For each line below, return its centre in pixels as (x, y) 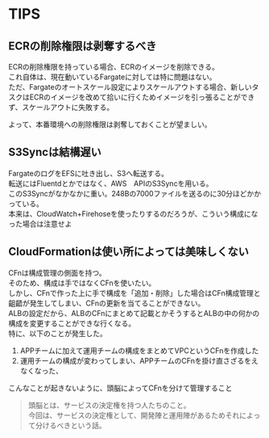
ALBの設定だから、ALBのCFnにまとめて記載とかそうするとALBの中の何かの (134, 313)
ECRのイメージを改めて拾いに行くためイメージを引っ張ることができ (142, 97)
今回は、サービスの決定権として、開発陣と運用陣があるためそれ (134, 415)
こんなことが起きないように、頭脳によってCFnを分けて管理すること (120, 388)
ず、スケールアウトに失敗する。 (61, 107)
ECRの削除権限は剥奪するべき (83, 46)
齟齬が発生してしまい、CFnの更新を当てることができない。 (107, 303)
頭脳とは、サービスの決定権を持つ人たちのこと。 (109, 405)
